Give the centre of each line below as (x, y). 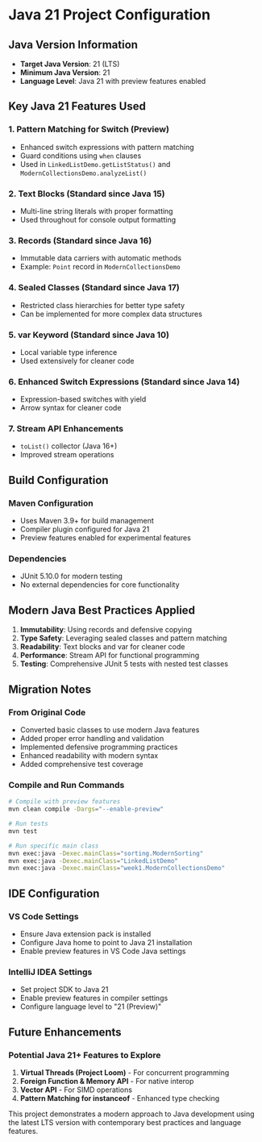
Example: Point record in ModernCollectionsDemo (100, 267)
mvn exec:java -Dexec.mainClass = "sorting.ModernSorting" (106, 853)
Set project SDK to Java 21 (64, 990)
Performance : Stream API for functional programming (110, 656)
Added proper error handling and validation (92, 738)
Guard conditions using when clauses (81, 156)
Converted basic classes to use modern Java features (110, 729)
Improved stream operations (67, 455)
